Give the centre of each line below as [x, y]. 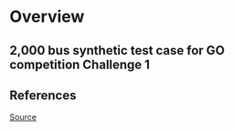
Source [23, 117]
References [43, 95]
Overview [47, 17]
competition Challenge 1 [80, 64]
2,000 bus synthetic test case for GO [117, 50]
